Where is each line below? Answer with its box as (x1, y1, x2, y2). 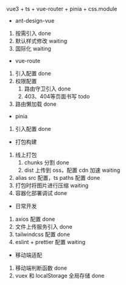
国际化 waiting (15, 45, 52, 52)
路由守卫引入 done (24, 85, 71, 92)
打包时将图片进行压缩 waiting (15, 182, 89, 189)
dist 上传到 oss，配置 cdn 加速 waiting (24, 166, 121, 174)
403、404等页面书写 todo (24, 93, 90, 100)
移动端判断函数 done (15, 264, 68, 272)
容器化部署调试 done (15, 190, 68, 196)
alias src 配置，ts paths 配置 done (15, 174, 100, 181)
